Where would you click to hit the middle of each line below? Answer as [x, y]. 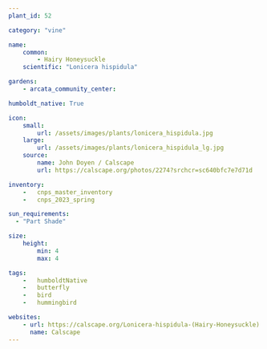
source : [35, 156]
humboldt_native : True [46, 103]
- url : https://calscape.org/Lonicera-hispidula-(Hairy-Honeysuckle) [142, 325]
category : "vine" [37, 30]
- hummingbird [50, 303]
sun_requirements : [39, 214]
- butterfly [46, 288]
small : [34, 125]
